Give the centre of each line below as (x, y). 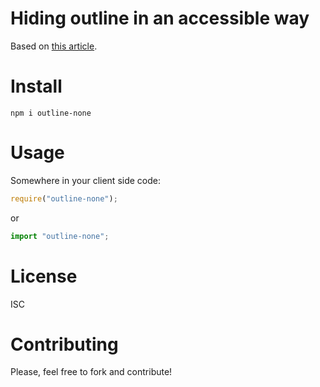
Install (36, 86)
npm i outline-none (51, 113)
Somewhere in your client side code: (86, 180)
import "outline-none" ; (60, 236)
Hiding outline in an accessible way (160, 18)
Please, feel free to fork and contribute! (91, 372)
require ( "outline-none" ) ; (64, 198)
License (44, 276)
